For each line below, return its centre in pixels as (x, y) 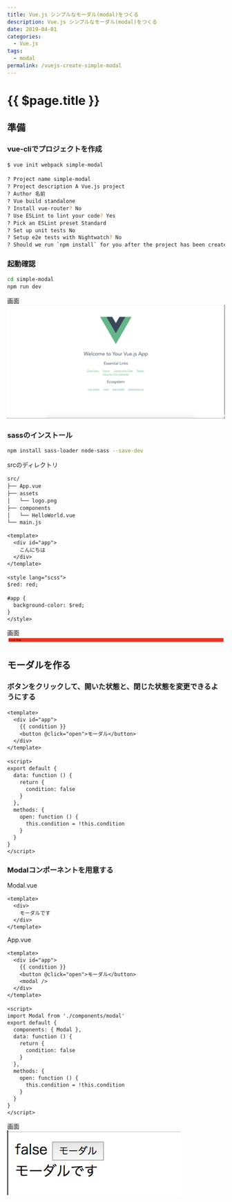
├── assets (23, 493)
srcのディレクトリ (33, 465)
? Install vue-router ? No (44, 208)
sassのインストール (40, 435)
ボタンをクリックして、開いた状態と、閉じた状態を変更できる (109, 687)
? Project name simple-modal (49, 180)
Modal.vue (22, 886)
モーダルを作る (39, 666)
